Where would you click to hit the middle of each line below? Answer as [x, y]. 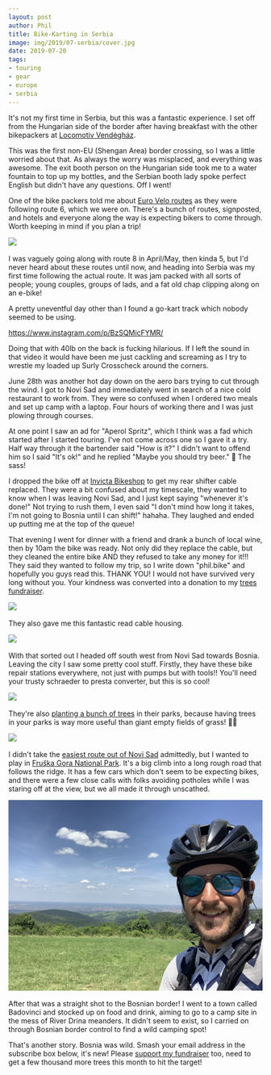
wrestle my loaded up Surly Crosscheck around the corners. [108, 365]
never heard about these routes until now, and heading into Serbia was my [132, 267]
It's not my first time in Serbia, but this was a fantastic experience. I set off [132, 118]
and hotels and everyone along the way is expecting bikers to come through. [135, 217]
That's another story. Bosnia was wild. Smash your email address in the [127, 1044]
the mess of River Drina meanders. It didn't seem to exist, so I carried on [129, 1020]
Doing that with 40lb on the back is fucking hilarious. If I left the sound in [129, 348]
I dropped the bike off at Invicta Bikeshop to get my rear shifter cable [123, 481]
